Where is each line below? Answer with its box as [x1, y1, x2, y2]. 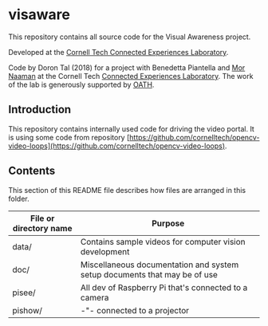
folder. [8, 194, 30, 203]
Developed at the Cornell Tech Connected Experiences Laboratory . [8, 47, 229, 57]
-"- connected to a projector [80, 304, 190, 316]
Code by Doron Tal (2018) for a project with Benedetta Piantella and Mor [8, 62, 246, 73]
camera [80, 292, 109, 303]
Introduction [8, 103, 72, 116]
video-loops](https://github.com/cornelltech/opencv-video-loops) [8, 141, 226, 151]
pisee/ [12, 287, 36, 298]
